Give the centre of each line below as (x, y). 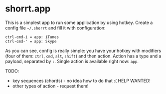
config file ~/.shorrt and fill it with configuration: (55, 27)
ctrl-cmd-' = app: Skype (31, 41)
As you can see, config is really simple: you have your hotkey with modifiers (83, 50)
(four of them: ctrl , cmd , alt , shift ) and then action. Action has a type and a (83, 56)
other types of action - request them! (50, 86)
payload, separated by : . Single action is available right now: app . (72, 61)
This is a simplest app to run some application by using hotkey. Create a (79, 22)
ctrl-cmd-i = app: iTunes (32, 37)
